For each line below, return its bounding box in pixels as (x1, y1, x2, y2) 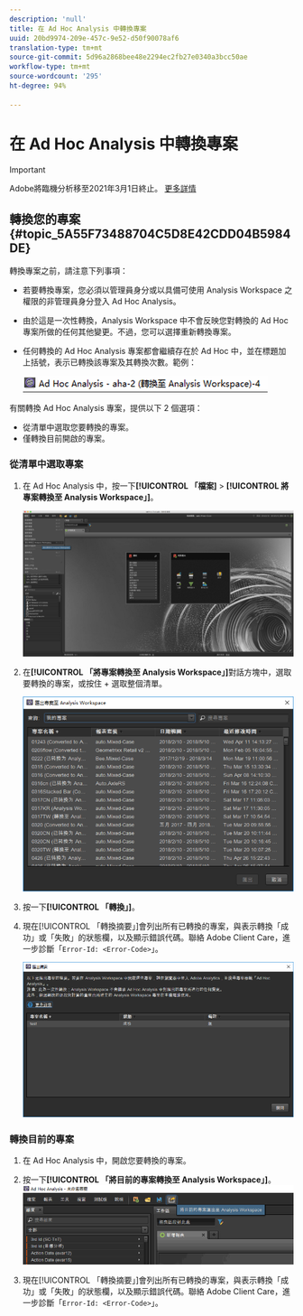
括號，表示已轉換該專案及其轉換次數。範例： (30, 357, 197, 368)
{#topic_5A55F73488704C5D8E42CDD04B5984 (9, 226, 291, 241)
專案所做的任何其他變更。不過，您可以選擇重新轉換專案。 (22, 326, 236, 338)
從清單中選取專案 (9, 458, 84, 471)
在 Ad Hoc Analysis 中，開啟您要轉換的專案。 (22, 1154, 191, 1165)
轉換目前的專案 (9, 1133, 75, 1145)
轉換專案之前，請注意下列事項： (9, 266, 128, 276)
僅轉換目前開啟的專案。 (22, 434, 110, 444)
